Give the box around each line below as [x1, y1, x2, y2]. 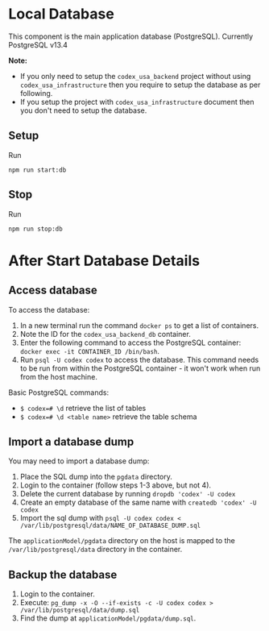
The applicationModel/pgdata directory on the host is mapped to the [8, 536, 235, 546]
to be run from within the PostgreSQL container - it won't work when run [19, 363, 261, 373]
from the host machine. [19, 372, 98, 381]
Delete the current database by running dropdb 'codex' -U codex [19, 489, 236, 499]
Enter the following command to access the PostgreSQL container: [19, 338, 242, 347]
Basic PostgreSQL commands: [8, 388, 110, 397]
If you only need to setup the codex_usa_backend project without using [19, 71, 251, 81]
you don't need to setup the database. [19, 106, 147, 115]
